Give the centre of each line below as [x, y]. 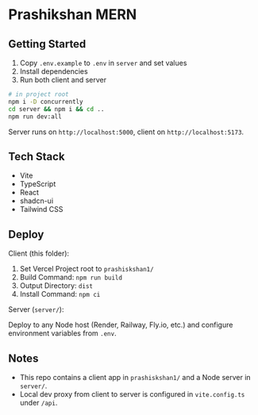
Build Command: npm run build [71, 277]
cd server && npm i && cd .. [56, 109]
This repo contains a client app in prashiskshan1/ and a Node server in [135, 377]
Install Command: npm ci [60, 294]
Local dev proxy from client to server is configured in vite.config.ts [132, 394]
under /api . [39, 402]
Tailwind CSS [41, 209]
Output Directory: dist [56, 286]
